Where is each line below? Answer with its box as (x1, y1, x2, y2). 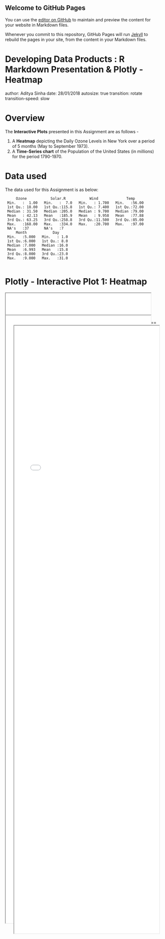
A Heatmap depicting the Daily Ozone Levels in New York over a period (12, 138, 155, 144)
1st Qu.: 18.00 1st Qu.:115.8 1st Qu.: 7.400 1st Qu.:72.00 (7, 204, 144, 210)
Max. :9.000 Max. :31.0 (7, 255, 68, 261)
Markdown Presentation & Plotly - (5, 64, 144, 75)
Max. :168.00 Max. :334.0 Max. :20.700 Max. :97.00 (7, 221, 144, 227)
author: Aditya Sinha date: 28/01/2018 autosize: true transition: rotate (5, 90, 143, 96)
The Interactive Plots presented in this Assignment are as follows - (5, 128, 139, 134)
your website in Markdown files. (5, 22, 69, 28)
